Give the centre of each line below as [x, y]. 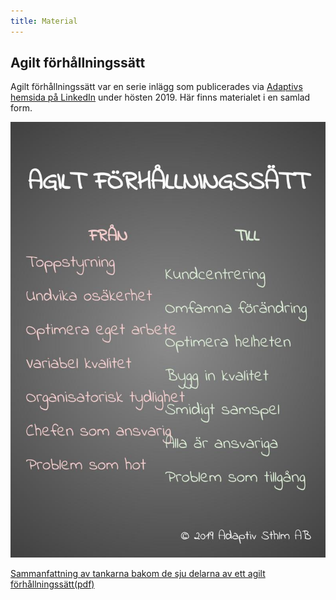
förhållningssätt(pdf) [52, 584]
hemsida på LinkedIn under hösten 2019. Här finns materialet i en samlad [160, 97]
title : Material [44, 21]
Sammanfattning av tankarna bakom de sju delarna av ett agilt [138, 573]
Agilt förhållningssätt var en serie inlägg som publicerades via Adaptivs [156, 87]
